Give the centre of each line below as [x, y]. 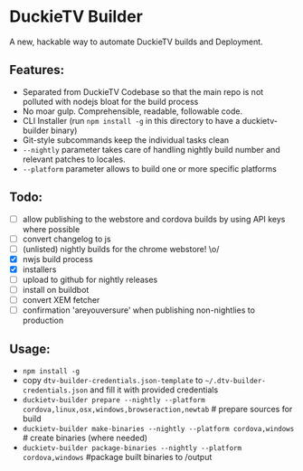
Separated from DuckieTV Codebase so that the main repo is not [143, 91]
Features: [37, 70]
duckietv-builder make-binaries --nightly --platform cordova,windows [158, 429]
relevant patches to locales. [74, 159]
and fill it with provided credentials [154, 390]
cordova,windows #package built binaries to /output [117, 457]
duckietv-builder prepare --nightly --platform [114, 400]
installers [39, 269]
